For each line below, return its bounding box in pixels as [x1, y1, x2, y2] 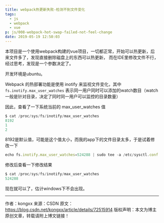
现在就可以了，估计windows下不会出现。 [5, 186, 87, 191]
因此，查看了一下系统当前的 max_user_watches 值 [5, 103, 106, 110]
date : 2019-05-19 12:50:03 [5, 35, 60, 40]
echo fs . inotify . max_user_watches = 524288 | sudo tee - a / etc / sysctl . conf [5, 152, 159, 158]
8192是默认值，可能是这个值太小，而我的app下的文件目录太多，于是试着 [5, 137, 151, 142]
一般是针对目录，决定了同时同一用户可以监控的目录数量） [5, 93, 121, 99]
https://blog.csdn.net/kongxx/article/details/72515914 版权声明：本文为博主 [5, 207, 157, 212]
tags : [5, 12, 16, 17]
